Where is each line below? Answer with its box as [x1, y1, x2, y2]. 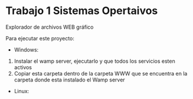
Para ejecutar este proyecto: [5, 35, 75, 42]
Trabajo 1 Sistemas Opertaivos [5, 4, 158, 18]
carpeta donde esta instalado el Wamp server [14, 76, 125, 83]
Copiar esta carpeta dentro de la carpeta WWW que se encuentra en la [14, 70, 188, 77]
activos [14, 63, 32, 71]
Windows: [14, 46, 39, 53]
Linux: [14, 87, 30, 94]
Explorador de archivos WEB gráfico [5, 23, 94, 30]
